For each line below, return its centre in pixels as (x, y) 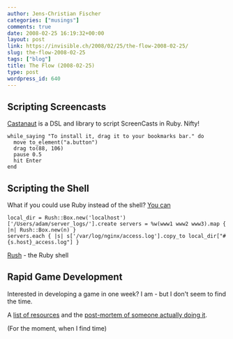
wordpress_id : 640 (34, 78)
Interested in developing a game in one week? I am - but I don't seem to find (117, 294)
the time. (20, 301)
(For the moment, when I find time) (57, 328)
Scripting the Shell (48, 188)
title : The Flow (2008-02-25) (51, 66)
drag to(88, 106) (39, 149)
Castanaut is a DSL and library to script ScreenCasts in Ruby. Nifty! (104, 123)
